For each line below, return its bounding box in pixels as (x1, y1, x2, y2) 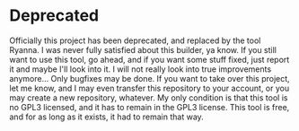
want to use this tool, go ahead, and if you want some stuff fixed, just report (9, 54, 290, 65)
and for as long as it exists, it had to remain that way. (9, 111, 204, 122)
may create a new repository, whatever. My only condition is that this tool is (9, 92, 288, 103)
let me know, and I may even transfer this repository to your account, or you (9, 83, 290, 93)
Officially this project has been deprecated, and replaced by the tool (9, 35, 261, 46)
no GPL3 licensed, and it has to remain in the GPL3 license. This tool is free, (9, 101, 290, 112)
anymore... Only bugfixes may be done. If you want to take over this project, (9, 73, 290, 83)
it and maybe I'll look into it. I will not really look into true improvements (9, 64, 272, 74)
